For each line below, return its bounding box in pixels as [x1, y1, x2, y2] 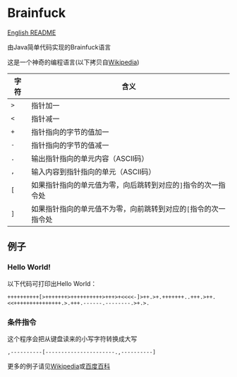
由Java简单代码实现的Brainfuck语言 [7, 42, 111, 51]
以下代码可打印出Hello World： [7, 279, 97, 287]
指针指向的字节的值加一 [31, 127, 109, 137]
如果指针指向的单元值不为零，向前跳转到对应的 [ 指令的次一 [31, 203, 226, 213]
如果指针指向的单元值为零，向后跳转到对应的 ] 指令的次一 [31, 180, 219, 190]
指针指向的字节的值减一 [31, 140, 109, 150]
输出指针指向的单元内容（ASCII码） [31, 153, 149, 163]
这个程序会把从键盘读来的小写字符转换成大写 [7, 334, 138, 343]
